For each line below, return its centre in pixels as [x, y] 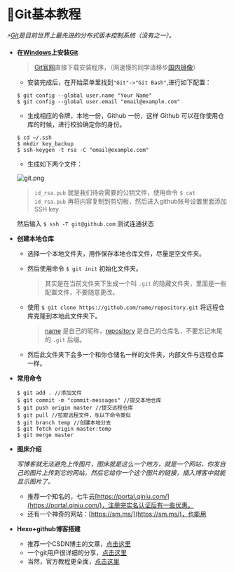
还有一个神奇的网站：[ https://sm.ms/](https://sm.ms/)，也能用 [117, 514]
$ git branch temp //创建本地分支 [64, 422]
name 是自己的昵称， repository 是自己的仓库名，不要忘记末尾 [133, 330]
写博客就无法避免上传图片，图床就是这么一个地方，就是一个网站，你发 [118, 464]
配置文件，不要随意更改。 [82, 292]
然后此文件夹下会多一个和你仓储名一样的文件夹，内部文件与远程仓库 [125, 354]
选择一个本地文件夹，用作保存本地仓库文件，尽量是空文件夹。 [116, 253]
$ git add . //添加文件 [49, 393]
